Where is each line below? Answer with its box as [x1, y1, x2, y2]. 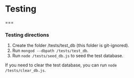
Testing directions [5, 31, 49, 38]
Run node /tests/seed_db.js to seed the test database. [12, 53, 124, 59]
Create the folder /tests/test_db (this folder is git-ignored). [12, 43, 130, 48]
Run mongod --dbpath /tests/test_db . [12, 47, 89, 54]
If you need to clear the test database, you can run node [5, 62, 117, 68]
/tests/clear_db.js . [5, 67, 46, 73]
